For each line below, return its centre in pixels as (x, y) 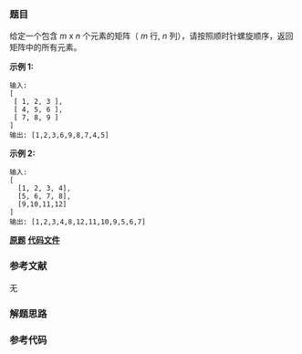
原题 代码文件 (35, 240)
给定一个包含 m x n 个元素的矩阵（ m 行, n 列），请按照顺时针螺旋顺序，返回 (151, 36)
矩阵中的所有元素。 (46, 47)
